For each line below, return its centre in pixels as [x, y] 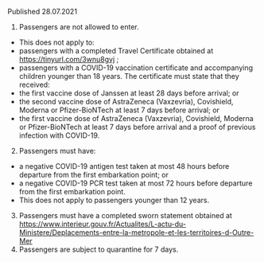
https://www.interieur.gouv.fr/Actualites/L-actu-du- [103, 224]
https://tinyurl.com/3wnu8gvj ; [69, 59]
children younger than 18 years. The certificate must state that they [129, 76]
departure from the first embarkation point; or [93, 175]
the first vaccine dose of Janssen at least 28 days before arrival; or [129, 93]
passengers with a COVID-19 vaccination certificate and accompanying [136, 68]
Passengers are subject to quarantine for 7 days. [99, 249]
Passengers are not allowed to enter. [79, 27]
